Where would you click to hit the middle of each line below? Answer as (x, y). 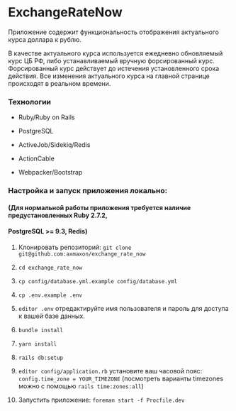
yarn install (38, 344)
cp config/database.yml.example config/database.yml (98, 281)
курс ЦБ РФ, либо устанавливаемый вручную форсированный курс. (111, 60)
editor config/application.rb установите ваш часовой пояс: (110, 371)
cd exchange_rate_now (50, 268)
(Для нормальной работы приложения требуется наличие (100, 207)
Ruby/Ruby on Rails (46, 117)
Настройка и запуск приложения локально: (88, 191)
